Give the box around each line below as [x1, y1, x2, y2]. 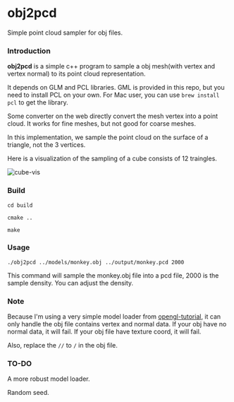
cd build [7, 201, 33, 209]
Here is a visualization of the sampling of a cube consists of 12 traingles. [7, 154, 217, 163]
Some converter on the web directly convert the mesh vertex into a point [7, 112, 218, 121]
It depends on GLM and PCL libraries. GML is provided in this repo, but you [7, 83, 225, 92]
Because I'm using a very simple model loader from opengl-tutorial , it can [7, 312, 221, 321]
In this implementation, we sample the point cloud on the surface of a [7, 133, 209, 142]
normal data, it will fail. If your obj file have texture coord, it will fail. [7, 327, 202, 336]
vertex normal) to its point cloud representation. [7, 69, 146, 78]
